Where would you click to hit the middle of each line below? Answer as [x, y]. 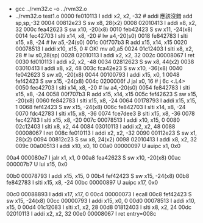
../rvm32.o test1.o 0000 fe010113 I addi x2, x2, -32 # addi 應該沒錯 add [104, 16]
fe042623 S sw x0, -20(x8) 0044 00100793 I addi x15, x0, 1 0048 [97, 75]
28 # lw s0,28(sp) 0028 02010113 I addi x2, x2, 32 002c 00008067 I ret [105, 55]
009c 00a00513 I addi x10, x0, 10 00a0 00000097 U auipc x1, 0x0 [98, 146]
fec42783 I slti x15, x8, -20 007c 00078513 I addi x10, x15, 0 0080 [98, 120]
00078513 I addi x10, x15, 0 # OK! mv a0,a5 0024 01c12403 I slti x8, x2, [104, 49]
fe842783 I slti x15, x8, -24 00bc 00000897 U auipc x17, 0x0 [82, 182]
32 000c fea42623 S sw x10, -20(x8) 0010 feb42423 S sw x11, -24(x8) [104, 29]
